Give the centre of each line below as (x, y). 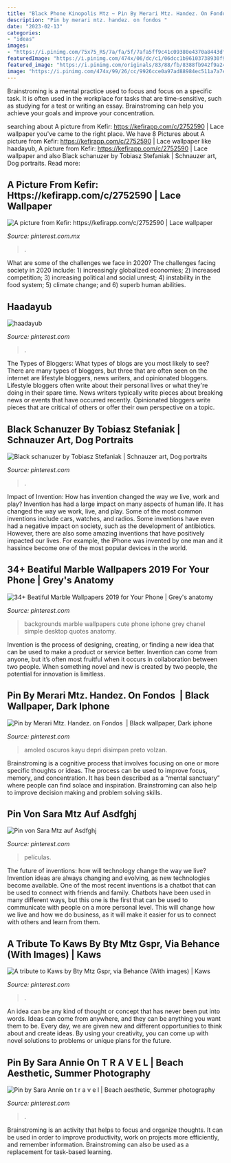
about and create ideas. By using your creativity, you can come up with (108, 1033)
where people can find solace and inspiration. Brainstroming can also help (112, 785)
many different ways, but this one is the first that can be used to (98, 900)
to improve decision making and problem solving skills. (85, 792)
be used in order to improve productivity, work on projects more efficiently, (113, 1137)
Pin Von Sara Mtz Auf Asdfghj (72, 814)
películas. (37, 857)
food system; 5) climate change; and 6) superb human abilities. (97, 285)
